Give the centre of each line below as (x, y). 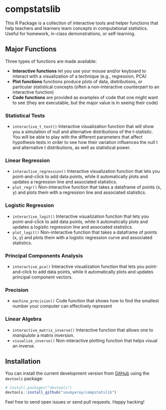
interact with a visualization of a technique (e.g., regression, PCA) (79, 76)
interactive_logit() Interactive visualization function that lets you (81, 216)
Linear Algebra (23, 319)
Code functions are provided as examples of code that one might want (85, 97)
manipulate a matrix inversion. (43, 335)
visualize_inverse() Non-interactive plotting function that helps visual (85, 340)
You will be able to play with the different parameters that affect (77, 137)
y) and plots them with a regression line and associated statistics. (79, 192)
